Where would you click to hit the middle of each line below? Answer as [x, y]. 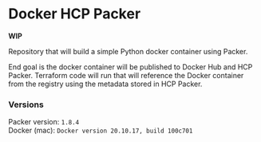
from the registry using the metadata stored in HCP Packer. [105, 84]
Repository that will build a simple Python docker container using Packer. [128, 51]
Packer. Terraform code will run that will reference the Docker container [126, 75]
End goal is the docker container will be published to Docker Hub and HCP [130, 67]
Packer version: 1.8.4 [44, 122]
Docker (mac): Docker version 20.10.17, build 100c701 [101, 130]
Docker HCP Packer [75, 14]
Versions [26, 105]
